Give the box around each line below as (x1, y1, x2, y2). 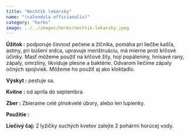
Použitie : (6, 111, 30, 118)
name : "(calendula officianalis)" (6, 14, 91, 20)
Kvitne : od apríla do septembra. (6, 88, 84, 95)
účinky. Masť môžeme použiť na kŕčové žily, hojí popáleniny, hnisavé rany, (6, 53, 185, 60)
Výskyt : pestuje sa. (6, 77, 55, 84)
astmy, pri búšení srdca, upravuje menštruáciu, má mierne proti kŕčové (6, 47, 177, 54)
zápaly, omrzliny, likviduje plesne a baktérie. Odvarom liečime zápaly (6, 60, 172, 67)
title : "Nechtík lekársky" (6, 8, 72, 15)
